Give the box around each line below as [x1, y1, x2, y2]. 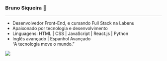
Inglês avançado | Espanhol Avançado [12, 36, 91, 42]
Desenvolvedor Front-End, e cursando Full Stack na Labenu [12, 20, 135, 26]
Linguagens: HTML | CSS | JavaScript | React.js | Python [12, 30, 128, 36]
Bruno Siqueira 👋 [5, 4, 47, 11]
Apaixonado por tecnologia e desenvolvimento [12, 26, 108, 31]
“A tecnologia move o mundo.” [12, 41, 75, 47]
